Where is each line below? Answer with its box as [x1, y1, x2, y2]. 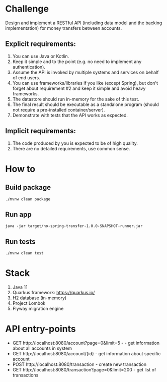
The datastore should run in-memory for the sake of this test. [12, 96, 139, 102]
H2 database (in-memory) [12, 295, 67, 301]
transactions [12, 372, 39, 378]
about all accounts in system [12, 345, 72, 351]
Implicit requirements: [5, 127, 76, 135]
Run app [5, 210, 32, 219]
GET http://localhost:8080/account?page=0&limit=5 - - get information [12, 340, 160, 346]
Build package [5, 183, 51, 192]
